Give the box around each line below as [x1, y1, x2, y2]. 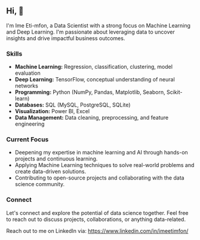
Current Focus [6, 135, 49, 144]
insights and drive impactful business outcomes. [6, 34, 125, 42]
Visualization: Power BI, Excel [14, 108, 90, 115]
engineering [14, 120, 45, 127]
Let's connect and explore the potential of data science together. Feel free [6, 209, 189, 216]
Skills [6, 49, 23, 57]
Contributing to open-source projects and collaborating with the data [14, 174, 184, 181]
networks [14, 82, 39, 90]
